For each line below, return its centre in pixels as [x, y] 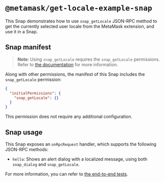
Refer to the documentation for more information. [68, 64]
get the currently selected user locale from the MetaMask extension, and [80, 26]
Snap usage [24, 132]
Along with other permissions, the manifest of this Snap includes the [75, 74]
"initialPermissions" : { [35, 93]
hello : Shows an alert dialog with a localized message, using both [80, 159]
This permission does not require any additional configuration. [69, 117]
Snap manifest [28, 47]
